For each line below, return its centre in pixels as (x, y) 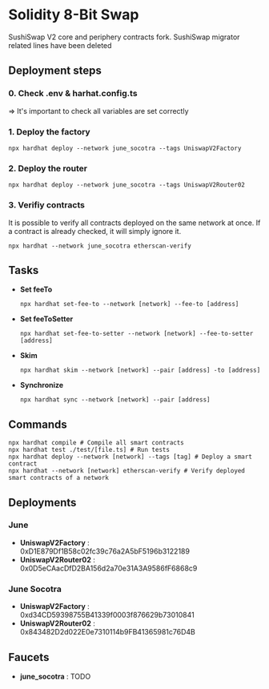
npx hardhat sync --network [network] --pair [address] (115, 400)
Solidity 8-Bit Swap (74, 15)
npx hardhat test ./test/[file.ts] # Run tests (89, 450)
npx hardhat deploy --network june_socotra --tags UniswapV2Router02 (127, 185)
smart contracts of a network (59, 478)
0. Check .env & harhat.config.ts (73, 94)
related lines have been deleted (60, 45)
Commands (38, 424)
